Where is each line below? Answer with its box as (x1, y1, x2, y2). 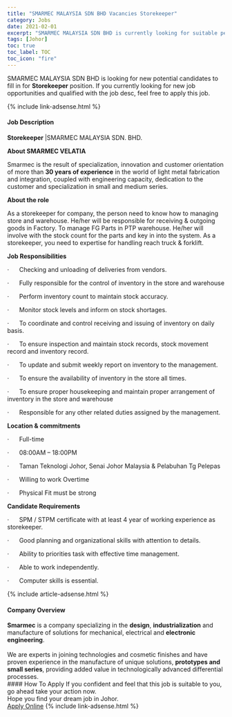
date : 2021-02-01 (7, 23, 57, 30)
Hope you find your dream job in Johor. (7, 695, 119, 703)
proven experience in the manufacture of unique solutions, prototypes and (7, 658, 221, 666)
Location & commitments (7, 421, 81, 430)
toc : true (7, 42, 36, 49)
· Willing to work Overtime (7, 475, 90, 483)
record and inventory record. (7, 347, 89, 355)
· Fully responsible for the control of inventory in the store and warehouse (7, 278, 225, 287)
